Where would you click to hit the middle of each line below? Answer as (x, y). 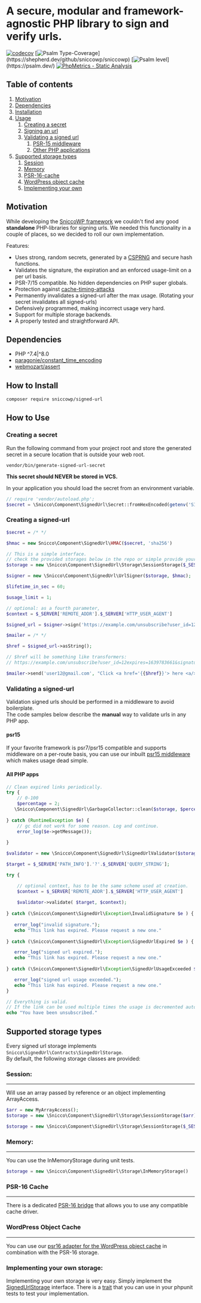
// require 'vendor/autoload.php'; (51, 499)
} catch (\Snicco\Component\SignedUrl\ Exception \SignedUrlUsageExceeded (99, 969)
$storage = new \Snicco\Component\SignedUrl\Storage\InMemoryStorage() (97, 1171)
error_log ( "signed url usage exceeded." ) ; (68, 980)
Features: (18, 245)
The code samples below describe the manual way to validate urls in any (96, 715)
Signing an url (41, 130)
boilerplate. (20, 708)
